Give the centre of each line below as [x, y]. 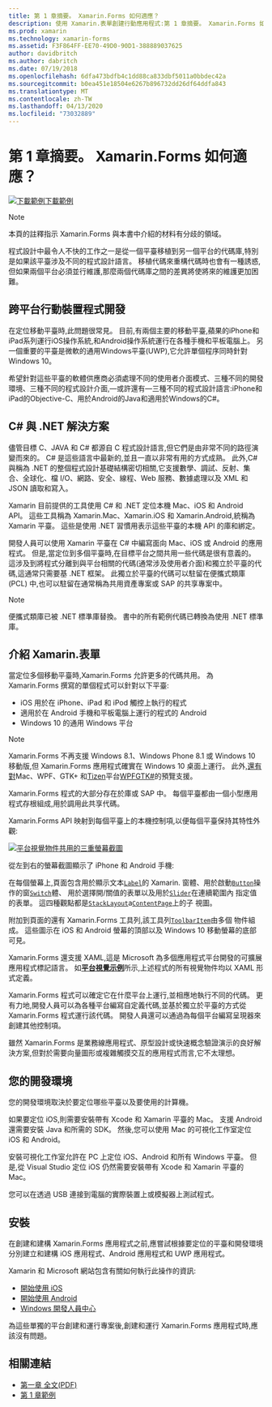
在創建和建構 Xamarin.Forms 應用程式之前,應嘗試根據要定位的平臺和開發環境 [136, 1243]
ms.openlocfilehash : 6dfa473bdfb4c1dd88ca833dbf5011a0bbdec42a [117, 76]
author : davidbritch [43, 54]
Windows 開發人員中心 [58, 1308]
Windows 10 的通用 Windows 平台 [76, 723]
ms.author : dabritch [43, 62]
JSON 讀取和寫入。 [40, 488]
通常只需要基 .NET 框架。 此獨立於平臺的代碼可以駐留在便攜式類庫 [135, 573]
